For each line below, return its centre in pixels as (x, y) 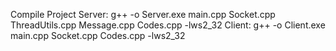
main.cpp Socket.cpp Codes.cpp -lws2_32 (98, 35)
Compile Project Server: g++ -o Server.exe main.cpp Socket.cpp (143, 14)
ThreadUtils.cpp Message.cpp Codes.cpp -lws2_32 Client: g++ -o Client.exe (168, 25)
